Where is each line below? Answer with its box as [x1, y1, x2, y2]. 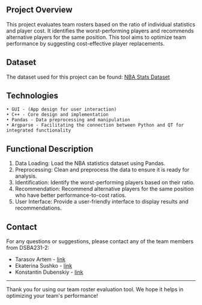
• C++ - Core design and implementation [6, 112, 109, 118]
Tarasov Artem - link [14, 256, 66, 263]
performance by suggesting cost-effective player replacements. [6, 40, 165, 47]
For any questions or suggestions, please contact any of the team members [6, 238, 194, 245]
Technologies [6, 91, 59, 101]
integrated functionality [6, 127, 71, 134]
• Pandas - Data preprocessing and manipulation [6, 117, 130, 123]
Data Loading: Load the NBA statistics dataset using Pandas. [14, 160, 165, 167]
